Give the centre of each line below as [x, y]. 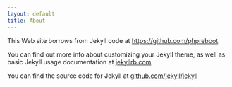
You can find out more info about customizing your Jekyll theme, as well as [116, 54]
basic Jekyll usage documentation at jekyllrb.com [79, 62]
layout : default [31, 14]
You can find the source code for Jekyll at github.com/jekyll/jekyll [103, 76]
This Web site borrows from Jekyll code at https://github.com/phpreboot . [114, 40]
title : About [26, 21]
